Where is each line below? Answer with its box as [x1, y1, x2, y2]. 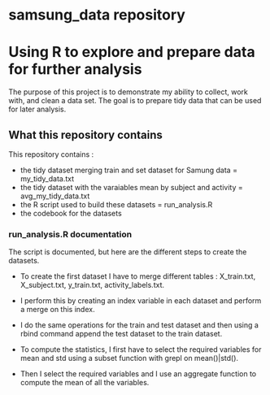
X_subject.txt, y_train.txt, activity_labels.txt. [20, 280, 165, 290]
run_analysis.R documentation [8, 228, 133, 240]
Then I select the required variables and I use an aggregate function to [20, 369, 257, 379]
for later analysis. [8, 104, 67, 115]
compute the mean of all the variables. [20, 378, 150, 388]
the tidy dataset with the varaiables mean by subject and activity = [20, 182, 243, 192]
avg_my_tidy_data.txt [20, 191, 90, 201]
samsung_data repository [8, 6, 185, 24]
